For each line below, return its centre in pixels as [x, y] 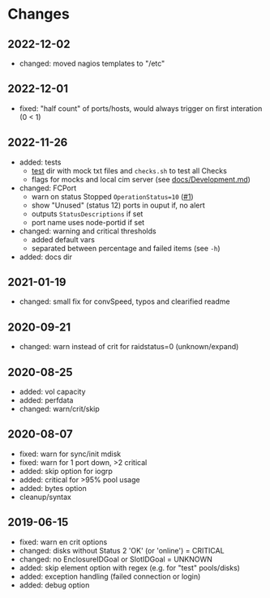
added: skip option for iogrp [66, 471]
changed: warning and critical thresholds [88, 231]
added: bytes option [53, 488]
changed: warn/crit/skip [60, 409]
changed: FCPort [48, 188]
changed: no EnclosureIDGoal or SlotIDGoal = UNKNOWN [116, 559]
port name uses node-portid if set [88, 222]
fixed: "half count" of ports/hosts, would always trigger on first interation [141, 108]
